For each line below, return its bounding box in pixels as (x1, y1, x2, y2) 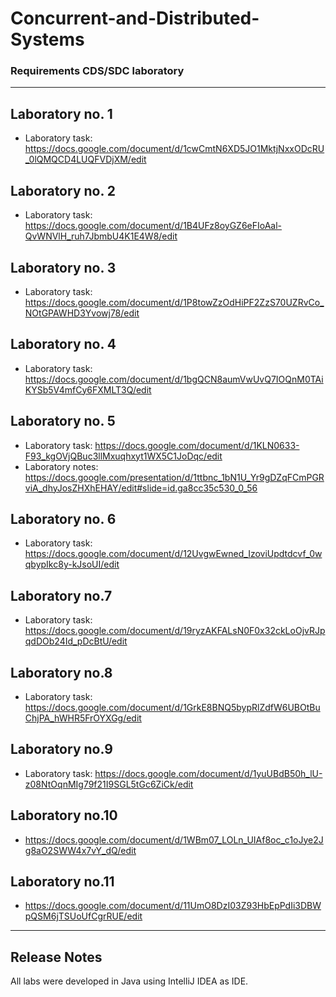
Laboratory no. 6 (10, 510, 117, 527)
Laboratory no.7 (10, 587, 113, 604)
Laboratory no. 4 (10, 336, 117, 353)
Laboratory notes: (24, 460, 99, 472)
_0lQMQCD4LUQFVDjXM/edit (24, 153, 147, 166)
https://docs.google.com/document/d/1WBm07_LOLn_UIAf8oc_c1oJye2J (24, 833, 324, 846)
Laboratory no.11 (10, 873, 115, 890)
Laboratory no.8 (10, 664, 113, 681)
